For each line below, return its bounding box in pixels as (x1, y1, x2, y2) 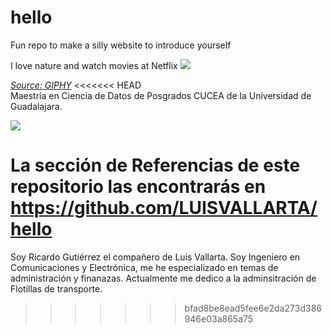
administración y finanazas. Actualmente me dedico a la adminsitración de (10, 272, 317, 284)
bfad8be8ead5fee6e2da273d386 (184, 302, 322, 314)
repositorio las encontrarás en (10, 176, 267, 198)
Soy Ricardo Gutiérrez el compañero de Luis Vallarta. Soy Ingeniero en (10, 251, 301, 263)
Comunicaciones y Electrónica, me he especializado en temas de (10, 261, 279, 273)
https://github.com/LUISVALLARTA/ (10, 197, 318, 220)
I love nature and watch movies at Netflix (10, 59, 178, 71)
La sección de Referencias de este (10, 154, 301, 177)
